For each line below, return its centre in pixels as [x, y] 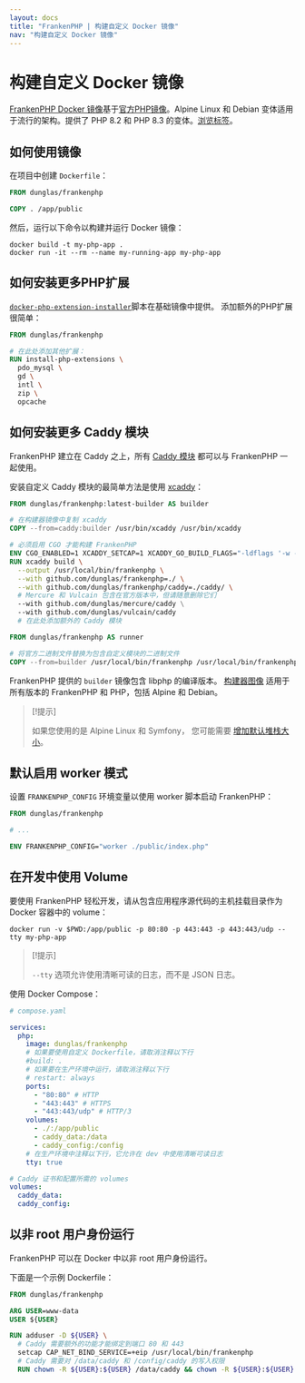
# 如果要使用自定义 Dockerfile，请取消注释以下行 [109, 1053]
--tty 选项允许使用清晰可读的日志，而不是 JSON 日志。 [136, 974]
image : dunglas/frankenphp [77, 1045]
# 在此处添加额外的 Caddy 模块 [70, 621]
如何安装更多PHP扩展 [69, 283]
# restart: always [60, 1078]
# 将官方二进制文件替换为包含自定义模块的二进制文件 [94, 653]
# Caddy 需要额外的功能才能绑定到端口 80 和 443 [101, 1344]
